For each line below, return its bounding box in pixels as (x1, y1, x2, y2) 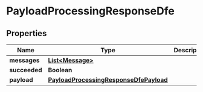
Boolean (48, 66, 72, 74)
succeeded (9, 66, 42, 74)
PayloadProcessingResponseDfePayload (48, 76, 168, 84)
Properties (6, 28, 47, 38)
